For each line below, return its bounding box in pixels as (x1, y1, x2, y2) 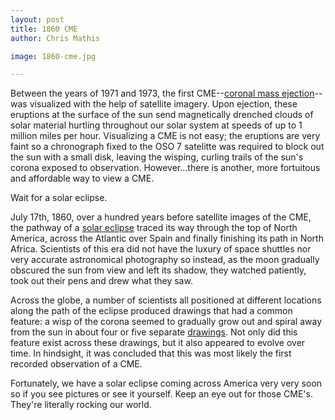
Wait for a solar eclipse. (10, 192, 108, 204)
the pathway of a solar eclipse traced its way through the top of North (10, 222, 298, 234)
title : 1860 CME (10, 24, 78, 34)
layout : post (10, 14, 65, 25)
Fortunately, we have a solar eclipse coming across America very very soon (10, 377, 323, 390)
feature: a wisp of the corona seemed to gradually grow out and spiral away (10, 316, 323, 328)
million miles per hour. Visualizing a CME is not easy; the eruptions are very (10, 130, 321, 142)
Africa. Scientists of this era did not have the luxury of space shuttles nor (10, 243, 312, 255)
